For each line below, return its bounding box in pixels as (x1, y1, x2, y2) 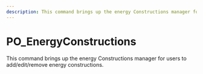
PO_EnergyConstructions (6, 34, 137, 48)
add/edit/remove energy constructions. (6, 61, 104, 68)
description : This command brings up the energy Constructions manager (6, 8, 190, 15)
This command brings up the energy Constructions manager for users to (6, 55, 187, 62)
